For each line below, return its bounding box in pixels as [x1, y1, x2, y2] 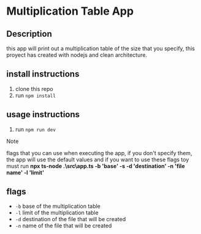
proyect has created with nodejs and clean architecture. [6, 51, 148, 59]
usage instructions [6, 109, 80, 120]
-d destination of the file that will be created [15, 216, 126, 223]
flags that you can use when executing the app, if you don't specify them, [6, 149, 192, 156]
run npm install [15, 92, 56, 99]
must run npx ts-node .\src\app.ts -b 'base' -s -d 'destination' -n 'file [6, 162, 185, 169]
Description [6, 29, 52, 39]
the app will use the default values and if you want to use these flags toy [6, 156, 189, 163]
